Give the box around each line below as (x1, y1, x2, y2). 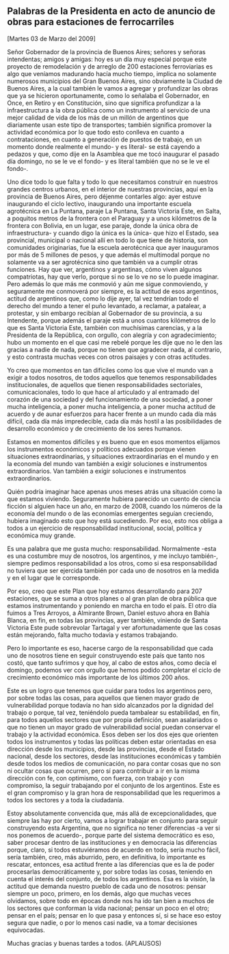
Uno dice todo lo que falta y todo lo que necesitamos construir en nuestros (7, 178, 219, 186)
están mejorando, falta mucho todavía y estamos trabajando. (7, 631, 178, 639)
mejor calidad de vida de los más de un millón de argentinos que (7, 113, 189, 121)
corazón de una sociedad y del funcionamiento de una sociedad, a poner (7, 395, 213, 404)
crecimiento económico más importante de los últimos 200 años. (7, 673, 190, 682)
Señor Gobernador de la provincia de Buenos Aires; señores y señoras (7, 47, 206, 56)
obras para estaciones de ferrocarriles (7, 16, 174, 28)
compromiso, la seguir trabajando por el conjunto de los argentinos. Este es (7, 781, 220, 789)
